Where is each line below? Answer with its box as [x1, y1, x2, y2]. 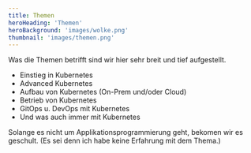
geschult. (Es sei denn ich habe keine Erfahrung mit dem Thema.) [8, 136, 221, 146]
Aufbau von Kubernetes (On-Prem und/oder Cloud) [19, 88, 187, 97]
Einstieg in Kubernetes [19, 70, 93, 80]
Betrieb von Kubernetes [19, 95, 97, 105]
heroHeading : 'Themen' [8, 19, 83, 27]
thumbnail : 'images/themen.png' [8, 33, 114, 42]
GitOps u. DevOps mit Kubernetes [19, 104, 130, 114]
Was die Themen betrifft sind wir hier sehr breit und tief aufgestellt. [8, 55, 227, 65]
